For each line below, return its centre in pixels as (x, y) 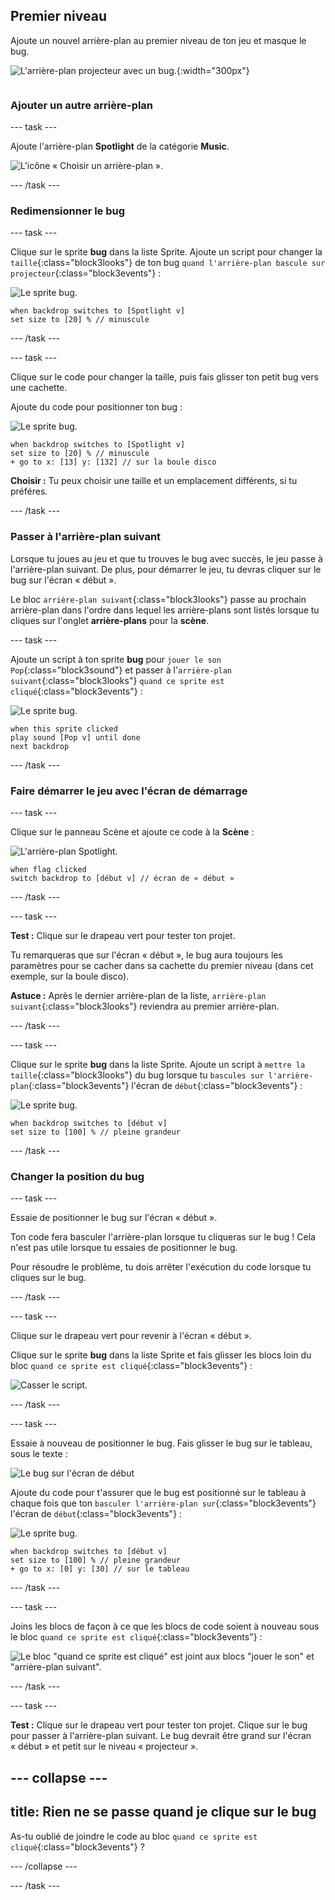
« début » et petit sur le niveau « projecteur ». (104, 1746)
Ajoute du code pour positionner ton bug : (96, 407)
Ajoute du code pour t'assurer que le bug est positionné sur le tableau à (158, 1493)
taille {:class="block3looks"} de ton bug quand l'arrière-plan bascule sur (168, 263)
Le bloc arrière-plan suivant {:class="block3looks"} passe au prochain (158, 599)
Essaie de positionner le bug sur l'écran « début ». (114, 1218)
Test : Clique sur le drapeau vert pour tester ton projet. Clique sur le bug (159, 1725)
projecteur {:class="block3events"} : (86, 273)
